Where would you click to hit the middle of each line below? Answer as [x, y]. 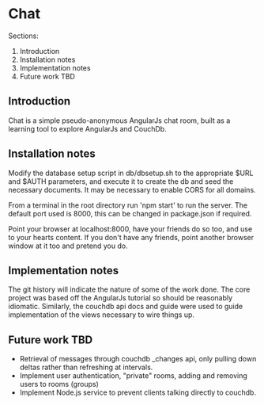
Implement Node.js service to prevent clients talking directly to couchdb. [138, 392]
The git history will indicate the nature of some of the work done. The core [129, 289]
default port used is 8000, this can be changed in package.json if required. [130, 213]
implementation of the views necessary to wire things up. [102, 315]
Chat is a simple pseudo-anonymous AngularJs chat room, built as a [119, 120]
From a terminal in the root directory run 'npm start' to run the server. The [128, 205]
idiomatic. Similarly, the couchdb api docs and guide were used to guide [126, 307]
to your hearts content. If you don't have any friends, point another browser [131, 237]
